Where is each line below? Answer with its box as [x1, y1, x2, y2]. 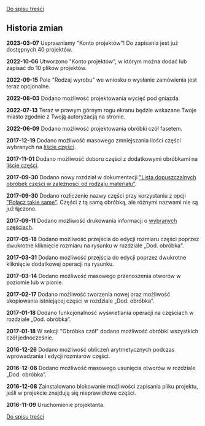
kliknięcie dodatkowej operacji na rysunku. [6, 260, 114, 268]
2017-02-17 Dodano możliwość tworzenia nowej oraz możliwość [6, 290, 171, 298]
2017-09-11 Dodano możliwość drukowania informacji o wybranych [6, 217, 177, 224]
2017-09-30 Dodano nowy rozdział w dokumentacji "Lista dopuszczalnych [6, 173, 196, 180]
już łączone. [6, 205, 37, 212]
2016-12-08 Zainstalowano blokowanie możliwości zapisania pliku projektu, [6, 382, 198, 390]
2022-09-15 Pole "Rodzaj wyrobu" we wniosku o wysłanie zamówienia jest [6, 76, 198, 83]
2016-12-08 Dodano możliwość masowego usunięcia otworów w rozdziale [6, 364, 196, 371]
